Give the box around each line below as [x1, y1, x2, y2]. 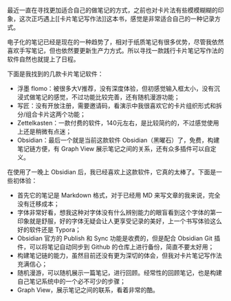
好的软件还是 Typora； [16, 226, 81, 233]
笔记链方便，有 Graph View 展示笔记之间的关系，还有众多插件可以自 [16, 145, 211, 153]
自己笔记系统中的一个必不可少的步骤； [16, 278, 126, 285]
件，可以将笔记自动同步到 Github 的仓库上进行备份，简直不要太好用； [16, 243, 214, 251]
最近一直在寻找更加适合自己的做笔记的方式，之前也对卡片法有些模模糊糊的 [7, 6, 218, 14]
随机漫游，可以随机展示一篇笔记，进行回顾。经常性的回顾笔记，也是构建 [16, 269, 222, 277]
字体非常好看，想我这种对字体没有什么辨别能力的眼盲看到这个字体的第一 [16, 209, 222, 216]
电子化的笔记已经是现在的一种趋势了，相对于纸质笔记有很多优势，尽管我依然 [7, 38, 224, 46]
